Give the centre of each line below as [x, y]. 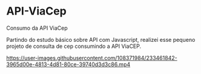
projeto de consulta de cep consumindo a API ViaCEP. [74, 46]
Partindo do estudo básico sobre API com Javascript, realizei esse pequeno [101, 39]
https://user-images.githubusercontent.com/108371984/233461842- [92, 58]
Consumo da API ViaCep [37, 28]
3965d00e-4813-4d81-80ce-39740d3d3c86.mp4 [68, 64]
